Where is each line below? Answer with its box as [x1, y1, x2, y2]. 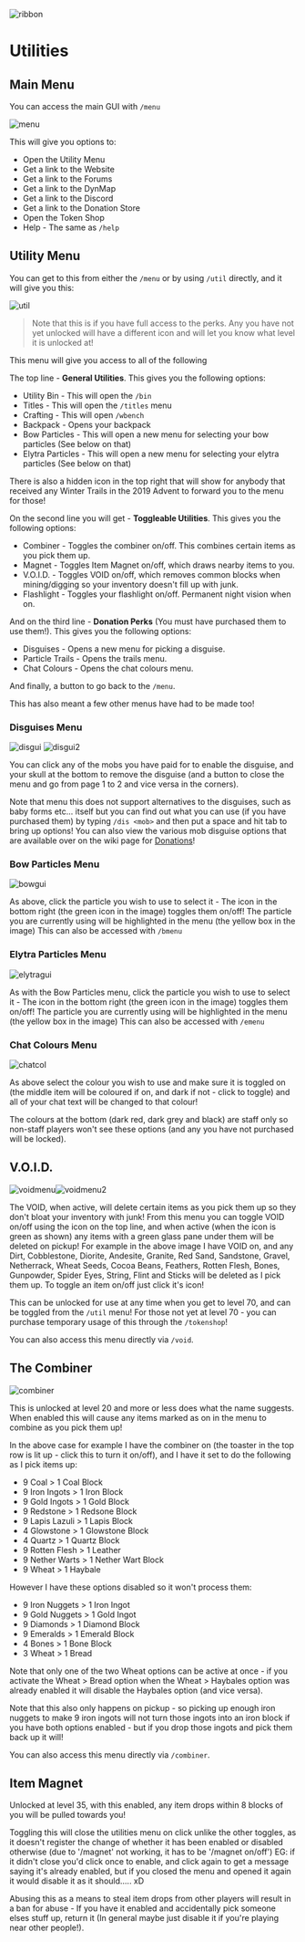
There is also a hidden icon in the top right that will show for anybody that [9, 475, 286, 486]
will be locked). [9, 1133, 66, 1144]
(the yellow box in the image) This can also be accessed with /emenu [9, 1016, 266, 1027]
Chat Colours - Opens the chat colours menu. [22, 663, 194, 673]
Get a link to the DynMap [22, 183, 117, 193]
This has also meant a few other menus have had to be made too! [9, 698, 255, 709]
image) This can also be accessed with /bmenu [9, 925, 183, 936]
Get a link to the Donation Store [22, 203, 141, 214]
